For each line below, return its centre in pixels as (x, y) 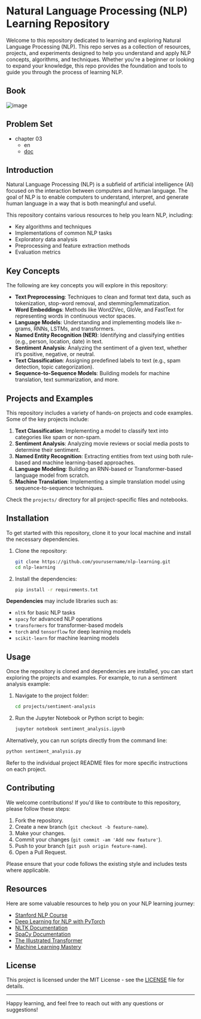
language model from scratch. (52, 475)
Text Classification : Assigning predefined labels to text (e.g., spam (98, 361)
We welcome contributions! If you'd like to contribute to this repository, (94, 802)
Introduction (30, 170)
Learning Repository (58, 24)
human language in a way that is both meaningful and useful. (81, 203)
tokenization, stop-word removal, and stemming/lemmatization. (93, 303)
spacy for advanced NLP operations (59, 619)
